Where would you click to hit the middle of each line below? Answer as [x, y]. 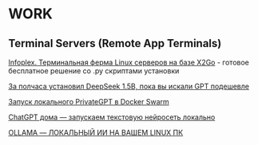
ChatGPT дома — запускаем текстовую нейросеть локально [112, 117]
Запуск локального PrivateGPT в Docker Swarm [89, 102]
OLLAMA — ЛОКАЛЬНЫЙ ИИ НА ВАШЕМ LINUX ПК [96, 133]
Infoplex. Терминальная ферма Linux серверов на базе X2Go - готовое [129, 62]
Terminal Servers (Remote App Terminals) [115, 43]
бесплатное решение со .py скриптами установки [94, 71]
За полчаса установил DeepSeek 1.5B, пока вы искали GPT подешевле [129, 86]
